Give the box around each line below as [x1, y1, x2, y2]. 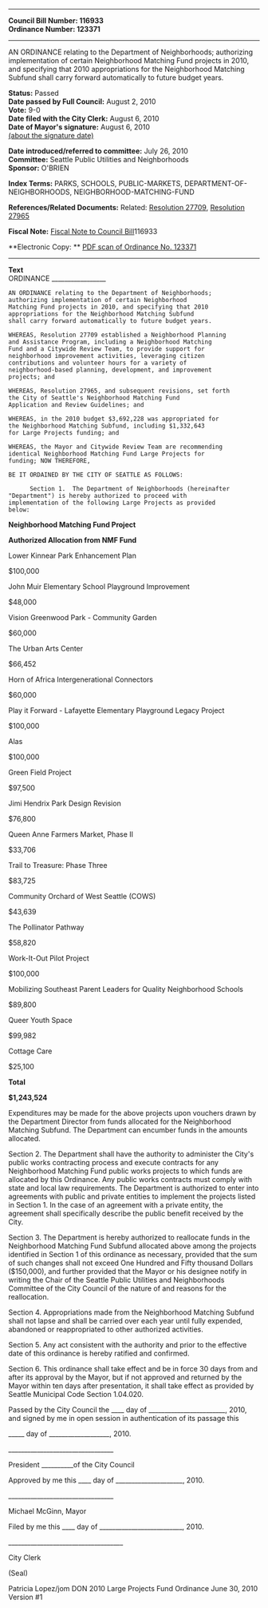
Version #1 [8, 1592, 43, 1602]
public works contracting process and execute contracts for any [8, 1158, 219, 1167]
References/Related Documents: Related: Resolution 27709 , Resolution [8, 203, 245, 212]
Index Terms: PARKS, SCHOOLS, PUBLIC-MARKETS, [8, 179, 183, 188]
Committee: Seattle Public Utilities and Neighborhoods [8, 155, 189, 164]
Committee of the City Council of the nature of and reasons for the [8, 1284, 227, 1293]
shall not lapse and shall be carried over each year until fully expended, [8, 1316, 243, 1325]
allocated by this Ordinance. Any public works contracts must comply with [8, 1175, 253, 1184]
